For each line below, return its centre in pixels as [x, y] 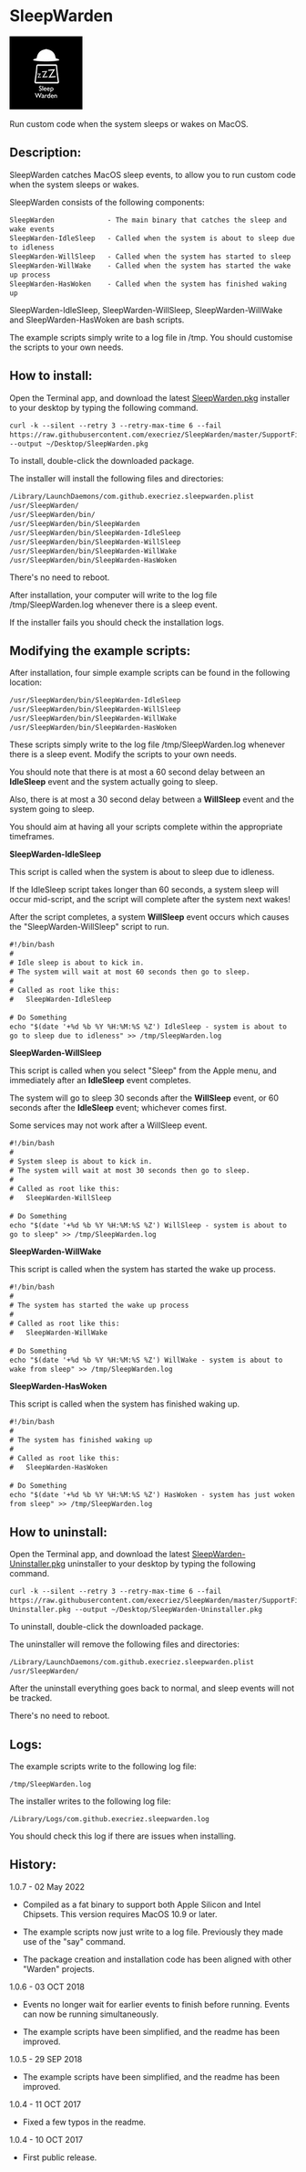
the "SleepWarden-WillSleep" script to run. [90, 927]
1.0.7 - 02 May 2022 [47, 1886]
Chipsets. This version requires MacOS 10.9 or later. [120, 1914]
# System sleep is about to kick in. [81, 1162]
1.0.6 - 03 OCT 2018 [47, 1987]
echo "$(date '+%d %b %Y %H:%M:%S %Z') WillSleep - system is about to [148, 1226]
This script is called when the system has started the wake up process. [143, 1270]
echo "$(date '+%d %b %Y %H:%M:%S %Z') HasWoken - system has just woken [153, 1495]
